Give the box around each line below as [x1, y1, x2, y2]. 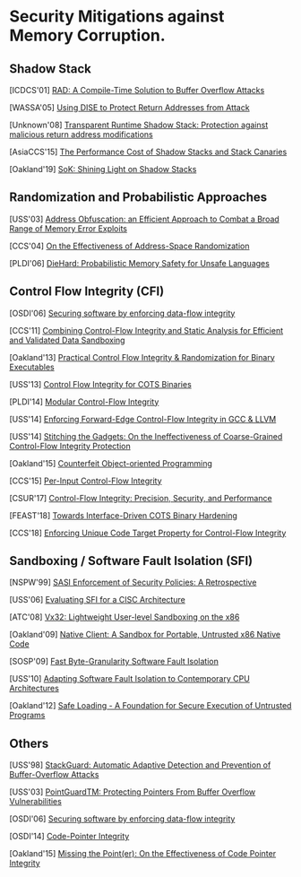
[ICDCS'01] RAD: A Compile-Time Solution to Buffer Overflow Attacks [9, 85, 265, 95]
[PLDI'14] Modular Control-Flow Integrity [9, 396, 159, 407]
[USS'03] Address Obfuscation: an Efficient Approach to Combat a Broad [9, 213, 279, 224]
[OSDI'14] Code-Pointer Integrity [9, 831, 130, 842]
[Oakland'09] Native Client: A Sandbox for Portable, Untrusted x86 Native [9, 630, 280, 640]
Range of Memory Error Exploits [9, 222, 128, 234]
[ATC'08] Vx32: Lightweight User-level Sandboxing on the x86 [9, 612, 240, 622]
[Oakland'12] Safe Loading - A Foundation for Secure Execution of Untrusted [9, 700, 292, 711]
